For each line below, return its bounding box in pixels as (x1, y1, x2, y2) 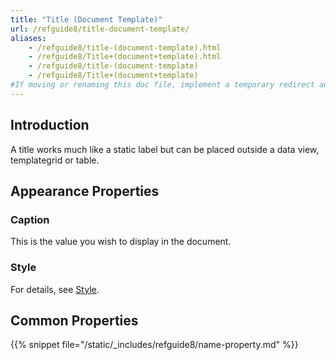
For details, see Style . (10, 283, 100, 295)
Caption (10, 212, 50, 226)
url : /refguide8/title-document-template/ (10, 24, 190, 34)
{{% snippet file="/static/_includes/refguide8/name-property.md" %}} (10, 339, 299, 351)
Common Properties (10, 312, 139, 329)
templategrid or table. (10, 154, 100, 166)
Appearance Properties (10, 182, 160, 200)
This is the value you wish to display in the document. (10, 236, 232, 248)
